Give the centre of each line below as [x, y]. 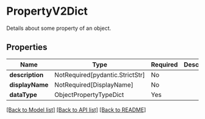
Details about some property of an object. [59, 28]
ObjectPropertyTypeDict [89, 95]
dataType [23, 95]
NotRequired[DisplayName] [94, 85]
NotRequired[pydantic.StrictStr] [100, 74]
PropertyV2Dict [47, 11]
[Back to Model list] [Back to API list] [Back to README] [76, 110]
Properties [27, 47]
